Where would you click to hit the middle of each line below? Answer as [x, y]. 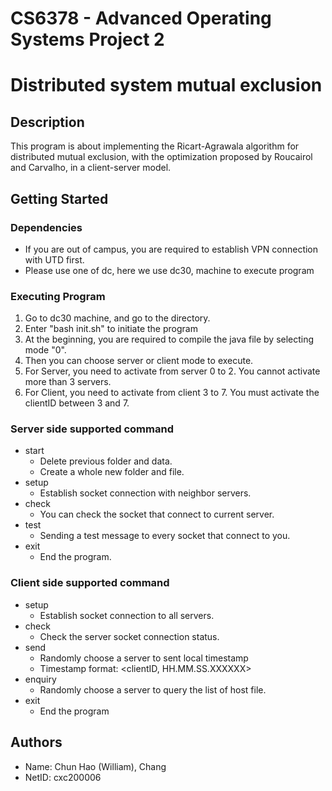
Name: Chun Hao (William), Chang [95, 766]
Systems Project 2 [87, 39]
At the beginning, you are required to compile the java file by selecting [169, 339]
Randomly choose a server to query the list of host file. [153, 689]
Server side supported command [92, 429]
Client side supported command [90, 583]
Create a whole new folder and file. [112, 472]
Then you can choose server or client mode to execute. [139, 361]
